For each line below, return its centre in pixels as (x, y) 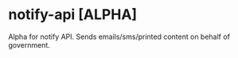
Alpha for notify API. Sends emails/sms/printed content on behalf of (119, 37)
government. (29, 44)
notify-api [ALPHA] (73, 15)
